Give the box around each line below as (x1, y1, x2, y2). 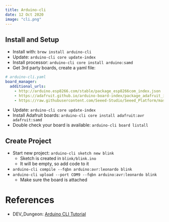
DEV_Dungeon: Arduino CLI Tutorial (12, 211, 87, 217)
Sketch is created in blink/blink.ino (20, 156, 97, 162)
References (5, 194, 54, 206)
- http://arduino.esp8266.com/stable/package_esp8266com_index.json (14, 89, 161, 94)
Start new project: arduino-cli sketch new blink (12, 150, 114, 156)
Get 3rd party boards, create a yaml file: (12, 65, 96, 71)
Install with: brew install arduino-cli (12, 49, 92, 55)
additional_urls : (10, 84, 46, 89)
